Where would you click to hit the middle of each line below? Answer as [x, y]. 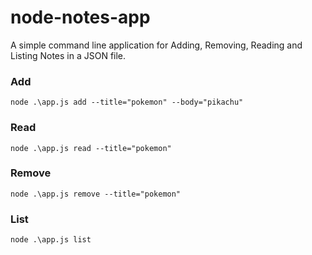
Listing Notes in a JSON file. [68, 55]
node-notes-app [80, 17]
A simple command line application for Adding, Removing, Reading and [156, 45]
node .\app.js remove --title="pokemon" [96, 194]
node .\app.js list [51, 240]
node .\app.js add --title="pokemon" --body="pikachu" [127, 102]
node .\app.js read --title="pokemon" [91, 148]
